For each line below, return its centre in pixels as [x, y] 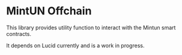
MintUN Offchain [49, 11]
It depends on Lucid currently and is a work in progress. [75, 45]
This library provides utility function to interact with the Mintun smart [91, 27]
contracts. [19, 33]
